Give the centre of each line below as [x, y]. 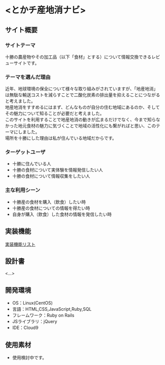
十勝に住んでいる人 [32, 164]
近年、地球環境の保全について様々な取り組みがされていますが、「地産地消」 [82, 89]
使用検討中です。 [29, 358]
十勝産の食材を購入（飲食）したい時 [49, 202]
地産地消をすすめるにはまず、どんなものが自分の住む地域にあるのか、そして [82, 107]
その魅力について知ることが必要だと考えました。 [55, 114]
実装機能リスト [20, 244]
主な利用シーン [23, 190]
